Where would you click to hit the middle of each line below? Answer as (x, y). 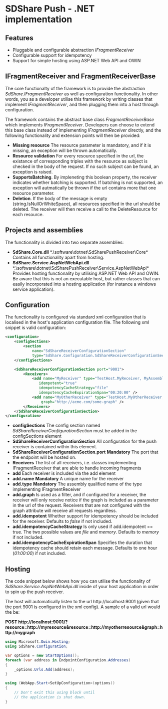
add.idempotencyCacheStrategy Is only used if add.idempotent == (83, 526)
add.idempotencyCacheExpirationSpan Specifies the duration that (82, 543)
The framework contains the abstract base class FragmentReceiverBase (79, 119)
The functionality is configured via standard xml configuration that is (75, 317)
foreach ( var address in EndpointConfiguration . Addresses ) (68, 660)
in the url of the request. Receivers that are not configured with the (81, 505)
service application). (33, 289)
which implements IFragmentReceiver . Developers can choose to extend (80, 125)
